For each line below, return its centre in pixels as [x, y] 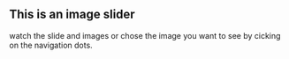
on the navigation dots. [51, 45]
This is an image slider [72, 15]
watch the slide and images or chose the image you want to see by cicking [145, 35]
